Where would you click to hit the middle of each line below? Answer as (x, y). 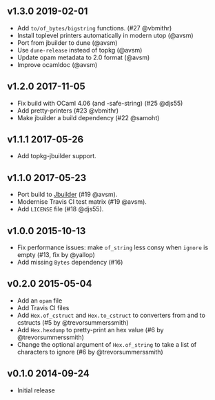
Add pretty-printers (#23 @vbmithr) (68, 111)
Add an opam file (40, 301)
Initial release (36, 390)
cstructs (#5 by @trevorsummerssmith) (73, 322)
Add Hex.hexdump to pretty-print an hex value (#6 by (90, 330)
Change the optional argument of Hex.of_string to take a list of (107, 344)
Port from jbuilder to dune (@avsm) (67, 42)
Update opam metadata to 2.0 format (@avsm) (83, 57)
